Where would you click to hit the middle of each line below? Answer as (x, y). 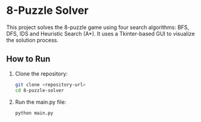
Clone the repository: (41, 74)
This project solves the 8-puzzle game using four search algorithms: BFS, (98, 27)
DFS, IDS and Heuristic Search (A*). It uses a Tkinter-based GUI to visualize (101, 33)
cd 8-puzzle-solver (40, 90)
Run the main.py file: (40, 102)
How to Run (28, 59)
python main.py (34, 113)
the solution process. (32, 40)
